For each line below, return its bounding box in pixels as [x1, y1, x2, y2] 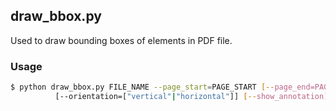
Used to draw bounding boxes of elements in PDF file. [10, 34, 233, 46]
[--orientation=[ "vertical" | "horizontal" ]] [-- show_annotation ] [54, 91, 329, 101]
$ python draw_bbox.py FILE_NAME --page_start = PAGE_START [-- [10, 82, 275, 93]
